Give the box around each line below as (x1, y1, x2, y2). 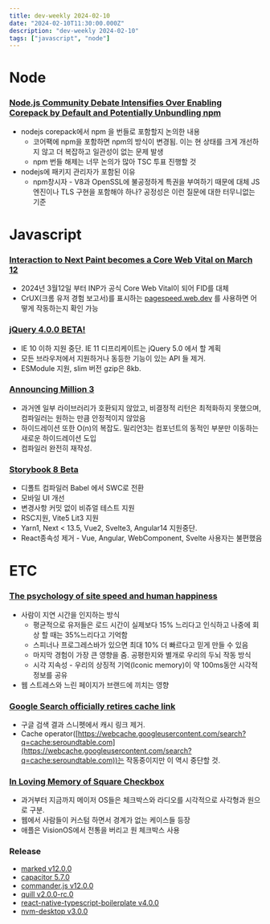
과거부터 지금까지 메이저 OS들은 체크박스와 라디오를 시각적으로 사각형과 (20, 796, 246, 805)
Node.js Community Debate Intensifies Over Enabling (9, 97, 223, 108)
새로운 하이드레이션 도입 (20, 433, 97, 442)
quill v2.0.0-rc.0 (20, 889, 74, 899)
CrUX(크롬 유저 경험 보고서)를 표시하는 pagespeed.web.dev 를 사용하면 (20, 294, 249, 303)
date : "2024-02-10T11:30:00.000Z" (9, 19, 125, 27)
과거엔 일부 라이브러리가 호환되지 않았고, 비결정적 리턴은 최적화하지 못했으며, (20, 403, 262, 413)
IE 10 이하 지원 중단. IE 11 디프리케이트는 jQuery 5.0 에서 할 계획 (20, 343, 222, 353)
